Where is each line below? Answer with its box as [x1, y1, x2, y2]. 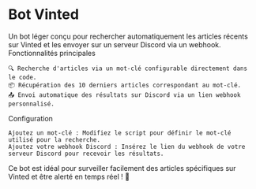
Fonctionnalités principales [8, 48, 96, 57]
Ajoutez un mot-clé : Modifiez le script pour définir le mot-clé [8, 128, 232, 137]
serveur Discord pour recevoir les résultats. [8, 150, 164, 157]
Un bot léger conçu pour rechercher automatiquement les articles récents [8, 31, 249, 41]
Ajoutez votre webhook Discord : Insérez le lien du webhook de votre [8, 143, 246, 150]
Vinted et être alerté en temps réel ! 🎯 [8, 172, 130, 181]
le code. [8, 73, 37, 81]
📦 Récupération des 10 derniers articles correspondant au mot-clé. [8, 81, 242, 89]
